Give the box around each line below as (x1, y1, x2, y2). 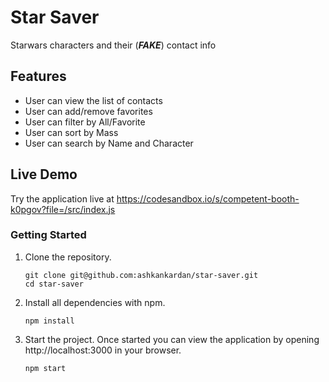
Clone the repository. (24, 251, 112, 263)
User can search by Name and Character (24, 137, 194, 149)
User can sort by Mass (24, 126, 119, 138)
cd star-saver (24, 279, 84, 289)
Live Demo (10, 166, 78, 183)
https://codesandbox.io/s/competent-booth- (116, 192, 300, 205)
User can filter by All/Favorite (24, 116, 146, 128)
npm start (24, 363, 67, 373)
